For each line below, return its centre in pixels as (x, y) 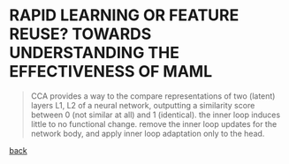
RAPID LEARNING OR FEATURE (124, 15)
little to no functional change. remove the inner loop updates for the (154, 123)
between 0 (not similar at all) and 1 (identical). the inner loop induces (156, 115)
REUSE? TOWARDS (80, 34)
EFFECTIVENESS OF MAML (111, 72)
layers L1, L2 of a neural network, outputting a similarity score (143, 105)
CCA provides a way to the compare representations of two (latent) (153, 96)
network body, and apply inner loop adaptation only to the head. (148, 133)
